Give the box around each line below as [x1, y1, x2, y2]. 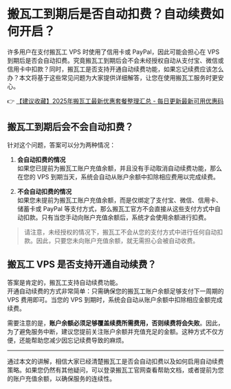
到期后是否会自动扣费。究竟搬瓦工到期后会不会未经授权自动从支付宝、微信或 [7, 56, 224, 64]
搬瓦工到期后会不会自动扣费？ [7, 121, 134, 133]
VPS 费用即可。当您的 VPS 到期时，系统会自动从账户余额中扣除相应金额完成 [7, 295, 223, 303]
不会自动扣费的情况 [16, 187, 72, 195]
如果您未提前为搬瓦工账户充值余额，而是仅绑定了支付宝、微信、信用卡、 [16, 196, 222, 204]
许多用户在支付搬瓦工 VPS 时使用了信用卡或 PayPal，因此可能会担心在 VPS [7, 48, 220, 56]
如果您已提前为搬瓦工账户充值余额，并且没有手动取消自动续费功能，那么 [16, 163, 222, 172]
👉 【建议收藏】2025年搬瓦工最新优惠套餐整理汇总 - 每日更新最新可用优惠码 [7, 97, 224, 105]
